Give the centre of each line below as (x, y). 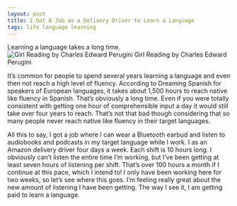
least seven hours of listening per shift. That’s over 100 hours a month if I (113, 165)
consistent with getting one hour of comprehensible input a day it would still (118, 106)
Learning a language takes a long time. (64, 47)
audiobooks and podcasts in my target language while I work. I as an (107, 142)
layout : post (27, 14)
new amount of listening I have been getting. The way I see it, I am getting (115, 188)
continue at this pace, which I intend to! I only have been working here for (115, 172)
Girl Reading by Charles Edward (181, 55)
